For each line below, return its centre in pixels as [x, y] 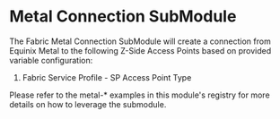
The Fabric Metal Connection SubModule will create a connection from [140, 41]
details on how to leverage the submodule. [88, 104]
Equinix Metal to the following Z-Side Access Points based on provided [140, 50]
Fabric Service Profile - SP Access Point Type [107, 77]
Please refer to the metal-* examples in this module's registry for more [140, 95]
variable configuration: [51, 60]
